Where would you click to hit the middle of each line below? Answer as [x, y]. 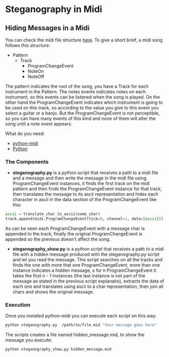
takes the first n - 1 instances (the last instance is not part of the [79, 276]
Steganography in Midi [54, 9]
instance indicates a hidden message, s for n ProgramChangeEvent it [84, 270]
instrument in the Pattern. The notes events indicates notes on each [76, 92]
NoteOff [36, 76]
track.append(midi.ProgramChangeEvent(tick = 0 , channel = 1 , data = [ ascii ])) [84, 219]
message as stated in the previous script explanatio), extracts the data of [88, 281]
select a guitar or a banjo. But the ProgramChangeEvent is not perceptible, [82, 113]
